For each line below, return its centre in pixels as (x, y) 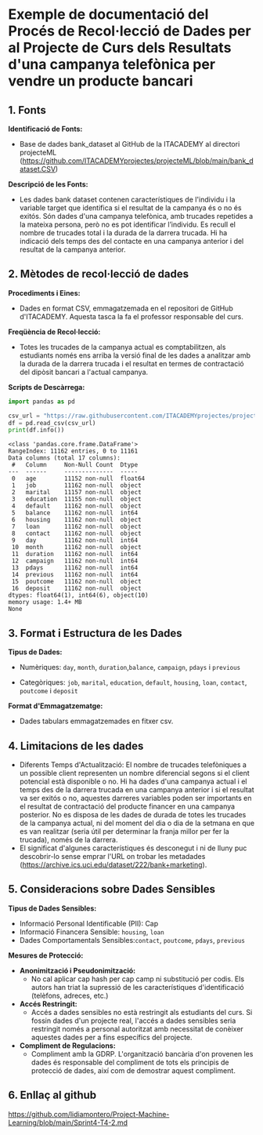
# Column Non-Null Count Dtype (75, 465)
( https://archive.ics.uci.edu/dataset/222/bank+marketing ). (113, 864)
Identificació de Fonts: (45, 129)
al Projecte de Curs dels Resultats (120, 48)
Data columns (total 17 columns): (65, 458)
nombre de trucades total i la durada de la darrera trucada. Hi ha (123, 233)
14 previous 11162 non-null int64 (75, 575)
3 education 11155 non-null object (77, 500)
